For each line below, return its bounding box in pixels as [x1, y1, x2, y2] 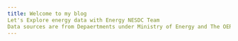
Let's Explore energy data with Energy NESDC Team [7, 17, 160, 24]
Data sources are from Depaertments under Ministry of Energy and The [7, 23, 220, 30]
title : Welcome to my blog [7, 10, 87, 17]
